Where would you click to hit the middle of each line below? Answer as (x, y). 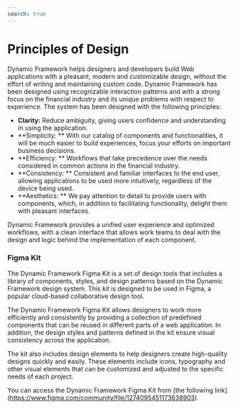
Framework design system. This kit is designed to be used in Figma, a (109, 288)
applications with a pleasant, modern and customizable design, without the (117, 76)
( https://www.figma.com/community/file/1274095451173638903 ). (103, 398)
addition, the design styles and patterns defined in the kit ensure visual (111, 332)
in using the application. (53, 128)
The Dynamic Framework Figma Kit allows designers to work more (104, 310)
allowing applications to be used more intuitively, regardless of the (114, 180)
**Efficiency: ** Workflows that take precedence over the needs (112, 158)
